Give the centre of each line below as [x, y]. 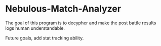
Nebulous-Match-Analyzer [63, 9]
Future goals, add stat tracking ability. [45, 38]
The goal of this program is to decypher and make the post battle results [81, 23]
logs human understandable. [35, 28]
